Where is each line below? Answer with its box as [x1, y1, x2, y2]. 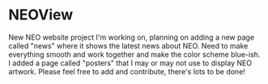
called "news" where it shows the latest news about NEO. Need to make [8, 40, 249, 50]
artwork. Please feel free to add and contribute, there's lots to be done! [8, 66, 245, 76]
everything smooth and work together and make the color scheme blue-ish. [8, 49, 261, 59]
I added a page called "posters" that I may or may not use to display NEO [8, 58, 253, 68]
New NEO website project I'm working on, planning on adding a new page [8, 32, 255, 42]
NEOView [8, 6, 74, 24]
